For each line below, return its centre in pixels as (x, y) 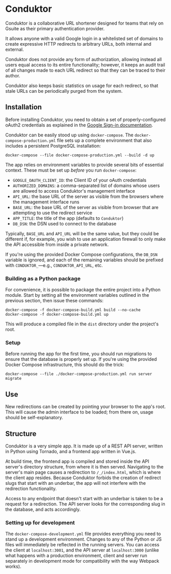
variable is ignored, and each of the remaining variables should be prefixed (84, 260)
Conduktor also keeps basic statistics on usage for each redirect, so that (82, 86)
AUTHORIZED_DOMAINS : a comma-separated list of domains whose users (86, 186)
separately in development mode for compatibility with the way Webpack (82, 561)
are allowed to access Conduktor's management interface (74, 191)
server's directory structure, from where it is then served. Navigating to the (84, 466)
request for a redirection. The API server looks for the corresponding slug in (85, 504)
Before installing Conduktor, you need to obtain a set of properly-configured (85, 119)
